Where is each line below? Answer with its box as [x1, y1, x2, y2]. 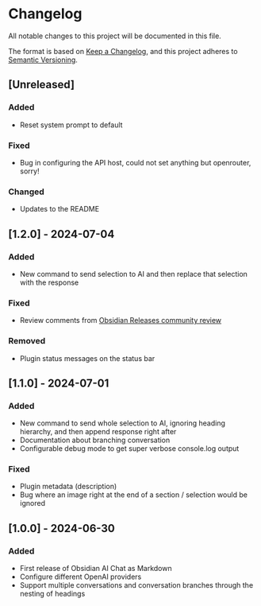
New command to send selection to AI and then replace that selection [19, 269, 248, 278]
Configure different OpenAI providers [19, 572, 142, 581]
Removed [8, 336, 46, 347]
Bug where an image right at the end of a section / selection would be [19, 490, 248, 499]
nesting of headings [19, 589, 86, 599]
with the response [19, 278, 79, 287]
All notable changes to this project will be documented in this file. [8, 31, 222, 41]
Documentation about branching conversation [19, 435, 171, 445]
